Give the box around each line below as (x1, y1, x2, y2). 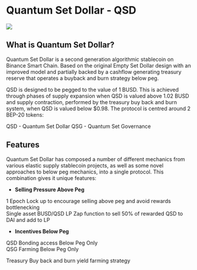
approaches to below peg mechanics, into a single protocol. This (6, 168, 164, 175)
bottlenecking (6, 204, 40, 211)
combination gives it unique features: (6, 174, 96, 181)
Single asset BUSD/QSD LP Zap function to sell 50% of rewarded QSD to (6, 210, 183, 217)
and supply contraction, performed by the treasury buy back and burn (6, 98, 177, 105)
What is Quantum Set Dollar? (6, 40, 115, 50)
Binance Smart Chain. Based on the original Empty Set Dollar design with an (6, 62, 191, 69)
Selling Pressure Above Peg (14, 186, 85, 193)
